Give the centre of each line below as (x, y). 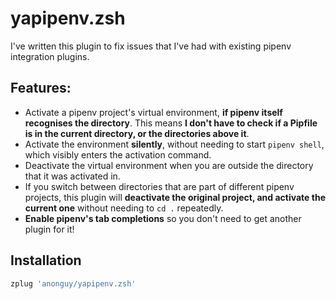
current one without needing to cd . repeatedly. (124, 208)
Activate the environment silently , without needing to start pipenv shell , (174, 144)
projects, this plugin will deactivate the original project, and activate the (175, 197)
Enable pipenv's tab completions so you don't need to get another (163, 218)
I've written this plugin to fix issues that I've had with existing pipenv (151, 46)
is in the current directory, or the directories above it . (137, 133)
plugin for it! (49, 229)
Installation (46, 260)
